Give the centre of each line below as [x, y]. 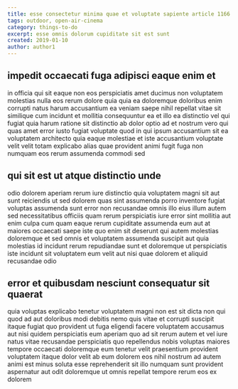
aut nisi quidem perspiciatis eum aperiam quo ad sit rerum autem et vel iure [118, 334]
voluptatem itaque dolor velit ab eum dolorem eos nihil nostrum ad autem [114, 357]
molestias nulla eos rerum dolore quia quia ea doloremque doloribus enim [115, 100]
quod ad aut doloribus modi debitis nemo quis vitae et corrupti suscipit [111, 319]
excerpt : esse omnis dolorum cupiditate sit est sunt [89, 34]
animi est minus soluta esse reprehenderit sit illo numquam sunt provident [115, 364]
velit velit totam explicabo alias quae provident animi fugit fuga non [106, 146]
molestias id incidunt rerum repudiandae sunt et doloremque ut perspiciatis [117, 245]
